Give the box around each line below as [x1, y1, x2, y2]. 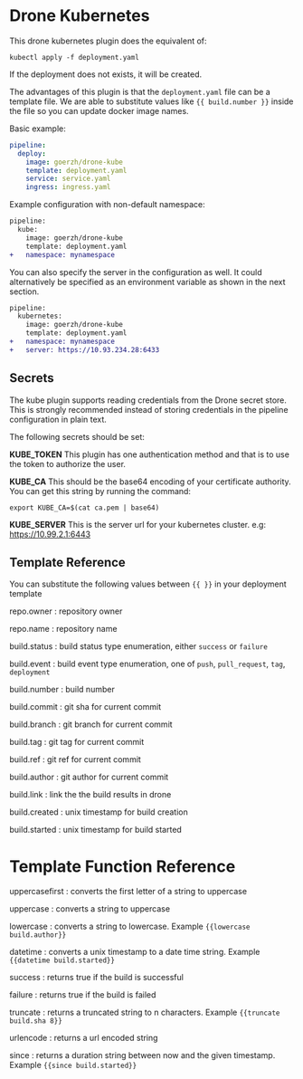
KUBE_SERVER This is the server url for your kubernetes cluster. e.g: [9, 519, 267, 530]
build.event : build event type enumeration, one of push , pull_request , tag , [9, 658, 286, 670]
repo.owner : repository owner [9, 606, 123, 616]
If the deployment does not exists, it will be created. [9, 69, 203, 80]
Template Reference [9, 555, 127, 570]
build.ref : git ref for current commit [9, 754, 142, 765]
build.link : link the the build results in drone [9, 789, 172, 800]
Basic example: [9, 123, 66, 134]
